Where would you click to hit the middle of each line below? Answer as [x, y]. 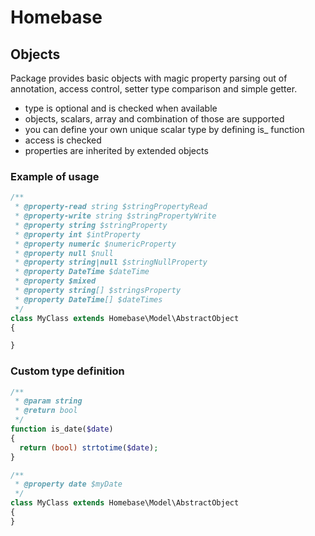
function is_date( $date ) [62, 429]
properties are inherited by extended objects [116, 150]
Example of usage [55, 176]
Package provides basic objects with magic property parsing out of [149, 78]
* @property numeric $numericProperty [95, 244]
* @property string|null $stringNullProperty [111, 262]
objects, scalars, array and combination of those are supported [154, 119]
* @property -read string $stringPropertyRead [111, 207]
